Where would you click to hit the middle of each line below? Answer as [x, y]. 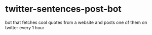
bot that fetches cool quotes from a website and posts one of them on [76, 22]
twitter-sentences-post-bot [63, 9]
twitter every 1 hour [25, 27]
